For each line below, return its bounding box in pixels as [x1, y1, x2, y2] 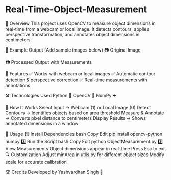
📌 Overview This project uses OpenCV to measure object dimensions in [5, 20, 156, 27]
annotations [5, 82, 31, 88]
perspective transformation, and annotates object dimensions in [5, 31, 140, 37]
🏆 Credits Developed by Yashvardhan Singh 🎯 [5, 169, 103, 175]
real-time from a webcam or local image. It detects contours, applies [5, 25, 150, 32]
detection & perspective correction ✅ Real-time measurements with [5, 76, 148, 83]
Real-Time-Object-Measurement [5, 4, 147, 15]
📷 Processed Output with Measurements [5, 59, 92, 65]
